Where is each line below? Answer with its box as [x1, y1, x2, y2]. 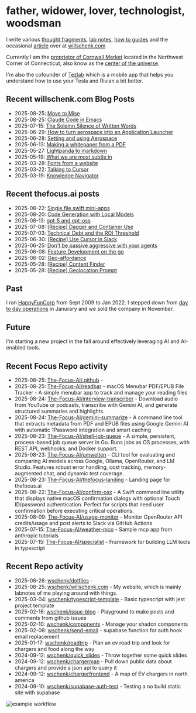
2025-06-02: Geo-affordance [14, 254, 87, 261]
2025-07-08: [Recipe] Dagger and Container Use [14, 223, 133, 230]
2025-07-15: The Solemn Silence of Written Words [14, 122, 136, 129]
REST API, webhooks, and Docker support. [14, 445, 118, 452]
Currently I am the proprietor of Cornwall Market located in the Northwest [6, 53, 183, 60]
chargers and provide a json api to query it [14, 664, 117, 671]
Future [6, 322, 31, 332]
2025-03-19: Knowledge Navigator [14, 172, 99, 179]
